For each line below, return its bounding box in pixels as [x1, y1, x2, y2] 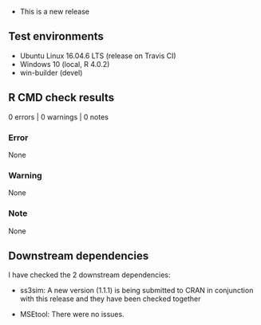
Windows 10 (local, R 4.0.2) [19, 59, 110, 69]
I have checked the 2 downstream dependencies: [8, 270, 171, 280]
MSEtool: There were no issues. [19, 310, 125, 319]
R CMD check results [8, 91, 115, 104]
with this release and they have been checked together [19, 294, 201, 303]
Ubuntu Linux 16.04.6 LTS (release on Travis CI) [19, 51, 177, 61]
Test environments [8, 29, 104, 43]
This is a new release [19, 7, 90, 16]
